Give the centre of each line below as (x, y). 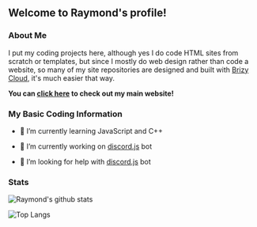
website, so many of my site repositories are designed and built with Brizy (128, 70)
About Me (28, 36)
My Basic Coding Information (65, 114)
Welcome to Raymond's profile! (88, 13)
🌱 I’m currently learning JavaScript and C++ (91, 131)
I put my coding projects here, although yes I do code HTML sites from (123, 53)
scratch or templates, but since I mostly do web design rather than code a (128, 61)
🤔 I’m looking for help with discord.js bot (85, 161)
